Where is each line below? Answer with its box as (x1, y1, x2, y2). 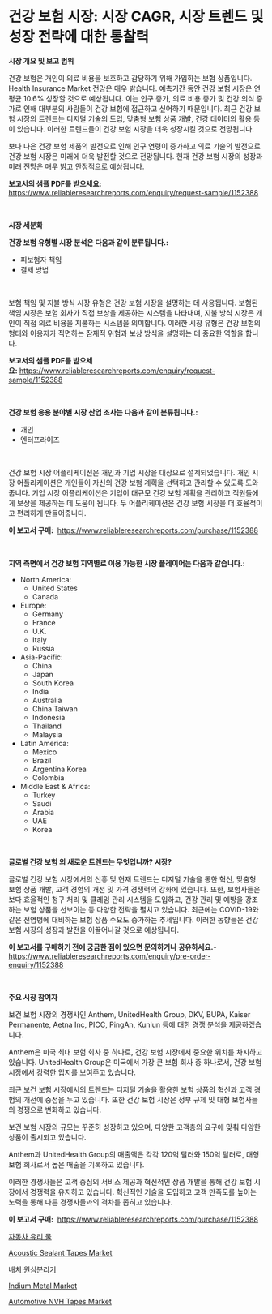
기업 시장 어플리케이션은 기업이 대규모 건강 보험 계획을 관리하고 (32, 487, 231, 497)
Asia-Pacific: (19, 652, 63, 662)
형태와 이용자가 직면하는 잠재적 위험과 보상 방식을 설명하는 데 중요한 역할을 (8, 328, 244, 337)
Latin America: (19, 738, 69, 748)
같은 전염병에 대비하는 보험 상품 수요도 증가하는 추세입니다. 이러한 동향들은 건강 (8, 914, 259, 925)
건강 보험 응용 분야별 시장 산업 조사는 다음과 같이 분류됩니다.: (8, 407, 198, 417)
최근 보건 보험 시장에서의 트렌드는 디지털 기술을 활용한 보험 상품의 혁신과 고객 (8, 1084, 253, 1094)
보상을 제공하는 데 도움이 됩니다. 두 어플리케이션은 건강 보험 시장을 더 (16, 498, 235, 508)
